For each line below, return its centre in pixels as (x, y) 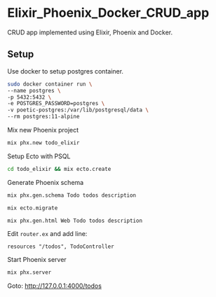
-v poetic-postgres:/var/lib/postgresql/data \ (78, 110)
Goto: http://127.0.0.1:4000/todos (54, 286)
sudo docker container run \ (50, 84)
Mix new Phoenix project (43, 130)
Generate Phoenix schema (46, 182)
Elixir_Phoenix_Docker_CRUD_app (108, 13)
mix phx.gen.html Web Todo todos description (75, 221)
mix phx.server (29, 272)
